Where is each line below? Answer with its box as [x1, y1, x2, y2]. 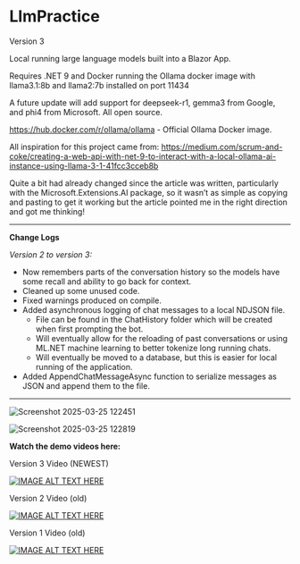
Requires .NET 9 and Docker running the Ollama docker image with [9, 70, 256, 81]
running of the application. [35, 361, 133, 372]
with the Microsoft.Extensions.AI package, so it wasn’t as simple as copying [9, 187, 288, 198]
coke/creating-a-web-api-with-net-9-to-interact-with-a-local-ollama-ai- [9, 150, 277, 162]
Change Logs [9, 231, 60, 242]
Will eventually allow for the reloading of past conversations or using [35, 333, 288, 343]
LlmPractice [9, 6, 100, 27]
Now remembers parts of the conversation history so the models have [21, 266, 280, 277]
